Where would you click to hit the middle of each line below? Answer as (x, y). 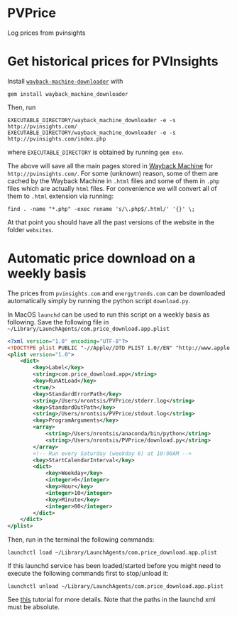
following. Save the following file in (58, 322)
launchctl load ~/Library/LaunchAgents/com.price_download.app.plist (112, 553)
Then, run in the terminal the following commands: (81, 540)
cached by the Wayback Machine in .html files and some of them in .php (114, 181)
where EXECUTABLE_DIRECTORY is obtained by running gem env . (96, 152)
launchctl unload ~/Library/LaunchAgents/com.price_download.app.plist (115, 586)
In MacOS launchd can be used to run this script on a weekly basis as (109, 315)
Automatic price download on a (101, 259)
